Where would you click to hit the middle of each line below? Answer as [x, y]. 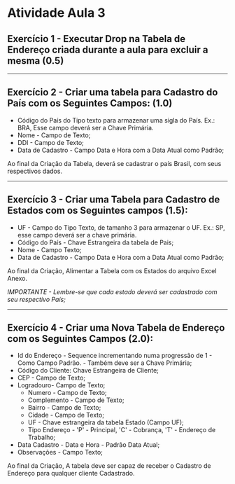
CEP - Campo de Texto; [51, 378]
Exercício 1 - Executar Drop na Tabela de [97, 39]
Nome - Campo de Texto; [54, 135]
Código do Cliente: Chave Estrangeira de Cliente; [88, 371]
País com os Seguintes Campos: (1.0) [90, 103]
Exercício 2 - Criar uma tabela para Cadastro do [113, 92]
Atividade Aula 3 [57, 13]
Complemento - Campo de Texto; [76, 400]
